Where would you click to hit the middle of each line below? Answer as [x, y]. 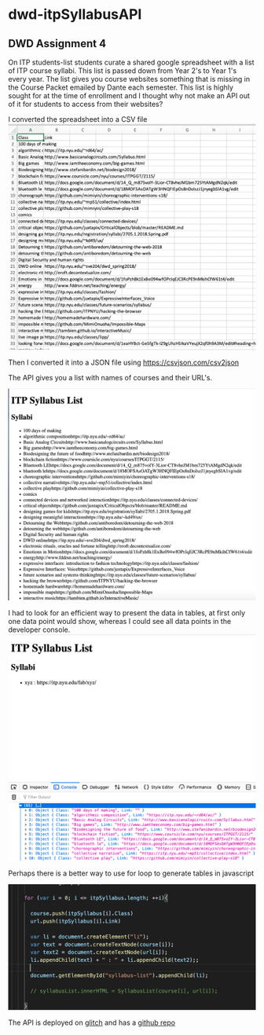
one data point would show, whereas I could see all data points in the [120, 621]
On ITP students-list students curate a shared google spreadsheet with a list [131, 62]
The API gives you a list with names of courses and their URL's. [110, 378]
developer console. [39, 629]
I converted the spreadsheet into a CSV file [78, 119]
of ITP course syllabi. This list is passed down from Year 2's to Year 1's [123, 71]
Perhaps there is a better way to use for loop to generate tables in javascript [131, 873]
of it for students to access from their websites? [86, 104]
